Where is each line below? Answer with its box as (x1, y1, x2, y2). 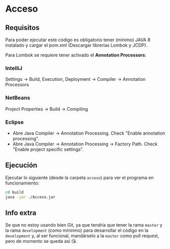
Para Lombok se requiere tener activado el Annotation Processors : (5, 52, 147, 58)
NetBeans (5, 95, 30, 102)
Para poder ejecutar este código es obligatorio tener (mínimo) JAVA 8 (5, 37, 151, 43)
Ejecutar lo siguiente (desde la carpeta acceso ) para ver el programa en (5, 174, 154, 180)
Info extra (5, 208, 37, 217)
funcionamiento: (5, 180, 40, 186)
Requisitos (5, 23, 40, 32)
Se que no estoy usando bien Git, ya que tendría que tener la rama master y (5, 222, 162, 228)
